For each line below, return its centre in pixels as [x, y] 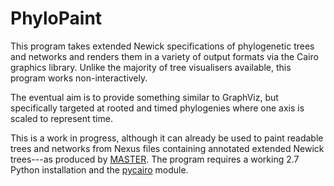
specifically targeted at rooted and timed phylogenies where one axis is [157, 108]
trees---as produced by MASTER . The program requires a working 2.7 [155, 159]
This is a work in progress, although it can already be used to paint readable [167, 138]
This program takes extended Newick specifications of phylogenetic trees [162, 46]
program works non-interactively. [79, 78]
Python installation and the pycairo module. [99, 169]
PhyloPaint [56, 18]
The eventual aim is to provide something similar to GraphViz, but [144, 97]
